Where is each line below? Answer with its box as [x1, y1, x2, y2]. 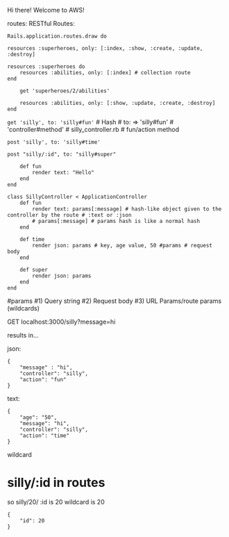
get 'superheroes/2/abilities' [19, 88, 110, 94]
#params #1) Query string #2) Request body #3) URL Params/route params [7, 297, 222, 305]
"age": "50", [19, 414, 58, 421]
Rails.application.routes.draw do [7, 33, 108, 40]
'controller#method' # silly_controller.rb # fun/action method [7, 125, 180, 133]
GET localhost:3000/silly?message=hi [7, 317, 116, 326]
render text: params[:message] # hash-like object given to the [32, 206, 222, 213]
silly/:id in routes [7, 475, 105, 490]
